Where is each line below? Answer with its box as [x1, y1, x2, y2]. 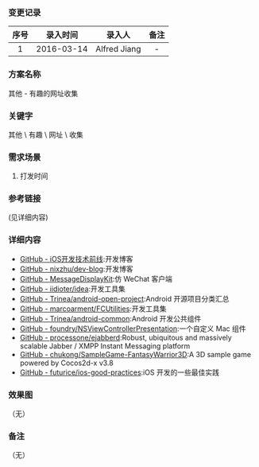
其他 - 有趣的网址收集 [8, 88, 79, 98]
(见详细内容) [8, 212, 49, 222]
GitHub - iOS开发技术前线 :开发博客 [19, 254, 133, 263]
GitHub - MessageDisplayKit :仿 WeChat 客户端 [19, 274, 173, 283]
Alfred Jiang [95, 44, 141, 55]
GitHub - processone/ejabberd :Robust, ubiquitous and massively [19, 333, 232, 342]
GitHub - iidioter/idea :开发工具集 [19, 284, 126, 294]
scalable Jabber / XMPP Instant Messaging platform [19, 341, 191, 351]
